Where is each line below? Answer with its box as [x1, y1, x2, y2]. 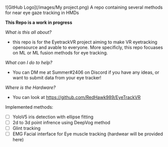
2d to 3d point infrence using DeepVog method [12, 120, 110, 126]
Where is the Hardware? [5, 84, 56, 90]
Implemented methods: [5, 104, 53, 110]
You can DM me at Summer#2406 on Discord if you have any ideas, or [12, 69, 160, 75]
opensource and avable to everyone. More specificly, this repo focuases [12, 44, 163, 50]
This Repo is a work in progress [5, 20, 72, 25]
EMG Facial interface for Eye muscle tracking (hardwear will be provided [12, 131, 163, 137]
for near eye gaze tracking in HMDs [5, 10, 79, 16]
